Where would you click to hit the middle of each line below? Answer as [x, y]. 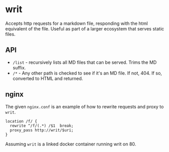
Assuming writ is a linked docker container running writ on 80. [71, 144]
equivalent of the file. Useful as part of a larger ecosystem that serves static [85, 28]
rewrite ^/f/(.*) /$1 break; [42, 126]
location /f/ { [21, 121]
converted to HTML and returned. [48, 78]
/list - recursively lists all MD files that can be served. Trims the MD [84, 62]
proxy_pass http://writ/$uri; [42, 130]
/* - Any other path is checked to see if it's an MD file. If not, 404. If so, [87, 73]
